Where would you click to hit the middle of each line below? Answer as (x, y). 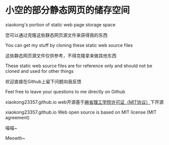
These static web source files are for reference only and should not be (79, 66)
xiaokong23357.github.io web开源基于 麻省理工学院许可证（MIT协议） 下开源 (84, 102)
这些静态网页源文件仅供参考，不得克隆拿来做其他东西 (61, 56)
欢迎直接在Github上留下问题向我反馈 (43, 81)
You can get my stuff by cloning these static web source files (69, 45)
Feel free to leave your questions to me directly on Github (65, 91)
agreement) (18, 117)
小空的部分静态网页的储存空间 (68, 10)
